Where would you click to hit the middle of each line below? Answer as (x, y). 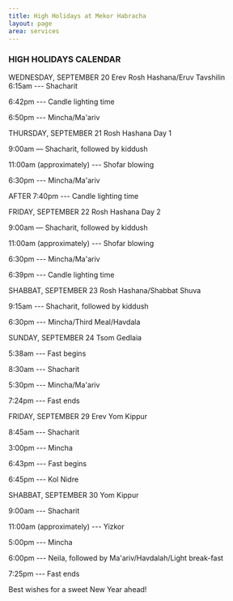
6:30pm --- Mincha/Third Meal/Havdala (74, 322)
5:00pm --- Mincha (40, 542)
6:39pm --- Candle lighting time (61, 275)
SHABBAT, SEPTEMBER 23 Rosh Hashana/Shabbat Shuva (105, 290)
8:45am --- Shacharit (44, 432)
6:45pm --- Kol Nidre (44, 479)
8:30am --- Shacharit (44, 369)
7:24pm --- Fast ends (44, 400)
